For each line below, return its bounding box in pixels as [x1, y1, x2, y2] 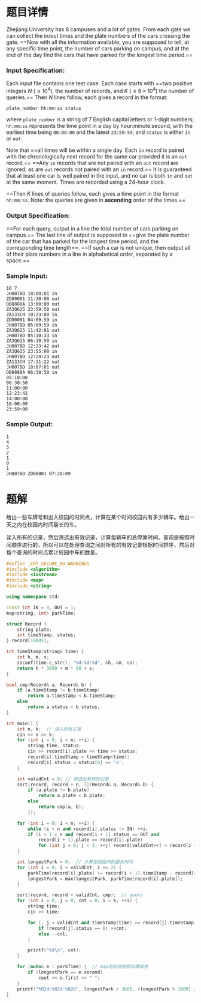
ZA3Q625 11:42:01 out [6, 328, 60, 334]
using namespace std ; [6, 594, 60, 600]
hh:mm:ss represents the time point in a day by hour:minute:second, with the [6, 122, 193, 129]
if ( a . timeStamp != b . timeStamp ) [17, 687, 100, 693]
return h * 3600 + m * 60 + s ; [17, 665, 95, 671]
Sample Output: [6, 420, 53, 429]
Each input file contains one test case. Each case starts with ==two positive [6, 80, 193, 87]
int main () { [6, 720, 39, 726]
